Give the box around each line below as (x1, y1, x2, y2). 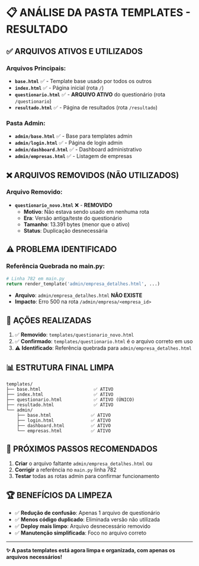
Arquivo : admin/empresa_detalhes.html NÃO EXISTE (14, 292, 143, 299)
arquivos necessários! (6, 553, 62, 560)
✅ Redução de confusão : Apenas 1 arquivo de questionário (14, 509, 161, 516)
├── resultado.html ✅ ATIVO (6, 401, 114, 408)
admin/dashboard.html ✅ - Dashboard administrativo (14, 146, 142, 153)
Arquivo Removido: (6, 188, 63, 196)
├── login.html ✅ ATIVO (17, 418, 111, 423)
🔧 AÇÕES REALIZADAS (6, 315, 92, 325)
